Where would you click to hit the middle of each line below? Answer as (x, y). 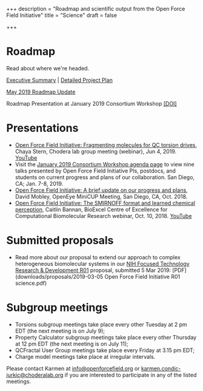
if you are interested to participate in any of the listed (131, 375)
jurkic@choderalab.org (35, 375)
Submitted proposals (60, 241)
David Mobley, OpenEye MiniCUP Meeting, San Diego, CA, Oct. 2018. (101, 196)
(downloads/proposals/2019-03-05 (59, 276)
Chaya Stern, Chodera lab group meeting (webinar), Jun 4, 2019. (96, 151)
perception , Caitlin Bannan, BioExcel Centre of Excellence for (91, 209)
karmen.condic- (161, 368)
